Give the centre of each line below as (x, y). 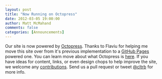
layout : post (18, 10)
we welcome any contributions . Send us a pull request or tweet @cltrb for (79, 67)
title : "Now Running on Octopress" (41, 14)
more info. (15, 72)
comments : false (21, 28)
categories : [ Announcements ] (35, 32)
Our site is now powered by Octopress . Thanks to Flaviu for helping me (76, 46)
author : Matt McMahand (28, 23)
